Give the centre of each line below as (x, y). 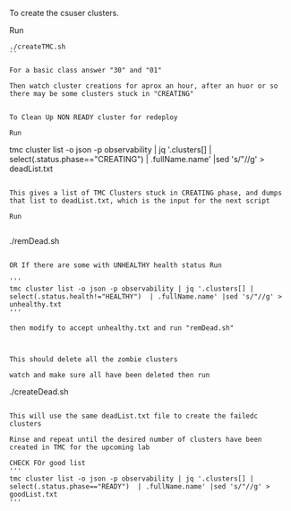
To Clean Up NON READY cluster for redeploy (94, 117)
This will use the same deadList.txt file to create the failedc (133, 416)
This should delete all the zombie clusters (94, 359)
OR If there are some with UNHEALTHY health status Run (116, 265)
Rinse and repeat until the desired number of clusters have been (136, 439)
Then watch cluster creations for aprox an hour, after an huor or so (144, 86)
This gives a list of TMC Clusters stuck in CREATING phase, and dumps (145, 193)
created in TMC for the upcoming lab (80, 447)
